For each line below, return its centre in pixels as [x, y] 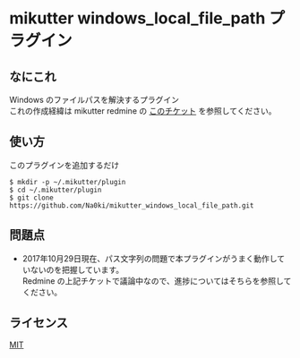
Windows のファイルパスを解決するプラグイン [94, 100]
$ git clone [31, 198]
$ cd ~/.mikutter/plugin [56, 190]
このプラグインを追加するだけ [64, 165]
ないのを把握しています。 [77, 269]
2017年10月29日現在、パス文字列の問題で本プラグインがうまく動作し [150, 258]
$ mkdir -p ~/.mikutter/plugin [68, 182]
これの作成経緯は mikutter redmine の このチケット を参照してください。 [143, 111]
